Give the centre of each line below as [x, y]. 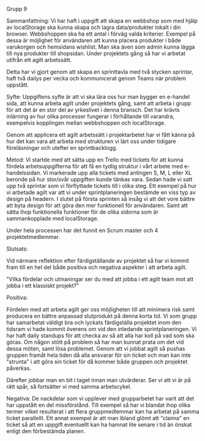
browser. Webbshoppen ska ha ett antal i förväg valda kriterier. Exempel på [101, 34]
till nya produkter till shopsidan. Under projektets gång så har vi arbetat [96, 53]
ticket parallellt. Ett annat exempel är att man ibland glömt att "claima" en [98, 418]
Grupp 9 [17, 9]
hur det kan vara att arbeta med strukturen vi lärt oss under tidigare [91, 141]
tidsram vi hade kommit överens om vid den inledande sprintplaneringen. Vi [102, 329]
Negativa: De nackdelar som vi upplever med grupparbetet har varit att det [100, 398]
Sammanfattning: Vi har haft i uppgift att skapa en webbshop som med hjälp [102, 21]
